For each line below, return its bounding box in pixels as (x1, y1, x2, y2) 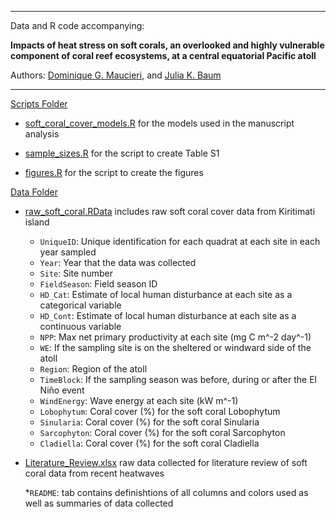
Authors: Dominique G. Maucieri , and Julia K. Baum (10, 69, 222, 81)
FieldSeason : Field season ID (39, 278, 158, 290)
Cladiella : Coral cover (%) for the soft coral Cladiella (39, 437, 260, 449)
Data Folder (10, 186, 58, 198)
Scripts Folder (10, 98, 68, 110)
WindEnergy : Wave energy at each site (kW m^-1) (39, 395, 239, 406)
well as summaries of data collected (24, 497, 174, 509)
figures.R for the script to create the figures (24, 167, 204, 178)
